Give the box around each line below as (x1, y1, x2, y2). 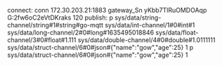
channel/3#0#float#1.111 (7, 36, 77, 44)
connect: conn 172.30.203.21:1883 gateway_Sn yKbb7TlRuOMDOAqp (7, 6, 207, 14)
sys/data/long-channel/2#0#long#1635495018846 (7, 28, 155, 37)
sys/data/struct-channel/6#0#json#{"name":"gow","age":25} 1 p (7, 44, 194, 51)
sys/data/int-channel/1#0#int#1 (105, 21, 195, 29)
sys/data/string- (115, 13, 162, 22)
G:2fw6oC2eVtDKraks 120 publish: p (7, 13, 114, 22)
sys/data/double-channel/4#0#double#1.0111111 (77, 36, 216, 44)
